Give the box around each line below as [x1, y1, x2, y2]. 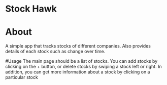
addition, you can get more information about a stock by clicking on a [5, 69, 150, 75]
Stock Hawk [5, 3, 57, 15]
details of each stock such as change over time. [5, 49, 106, 55]
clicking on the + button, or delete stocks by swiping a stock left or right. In [5, 64, 162, 70]
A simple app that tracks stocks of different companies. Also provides [5, 43, 151, 49]
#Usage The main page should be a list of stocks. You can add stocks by [5, 58, 158, 64]
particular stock [5, 74, 38, 80]
